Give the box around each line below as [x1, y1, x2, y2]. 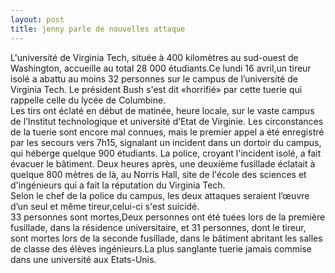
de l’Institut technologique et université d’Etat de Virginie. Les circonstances [10, 115, 324, 127]
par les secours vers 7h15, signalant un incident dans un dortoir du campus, [10, 136, 322, 148]
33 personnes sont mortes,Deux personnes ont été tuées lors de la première [10, 211, 326, 223]
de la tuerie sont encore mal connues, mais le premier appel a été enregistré [10, 126, 325, 138]
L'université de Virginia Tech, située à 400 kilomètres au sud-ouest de [10, 51, 299, 63]
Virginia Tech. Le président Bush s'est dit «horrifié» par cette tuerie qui [10, 83, 303, 95]
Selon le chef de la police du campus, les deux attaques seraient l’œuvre [10, 189, 310, 201]
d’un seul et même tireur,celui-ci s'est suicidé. [10, 200, 200, 212]
